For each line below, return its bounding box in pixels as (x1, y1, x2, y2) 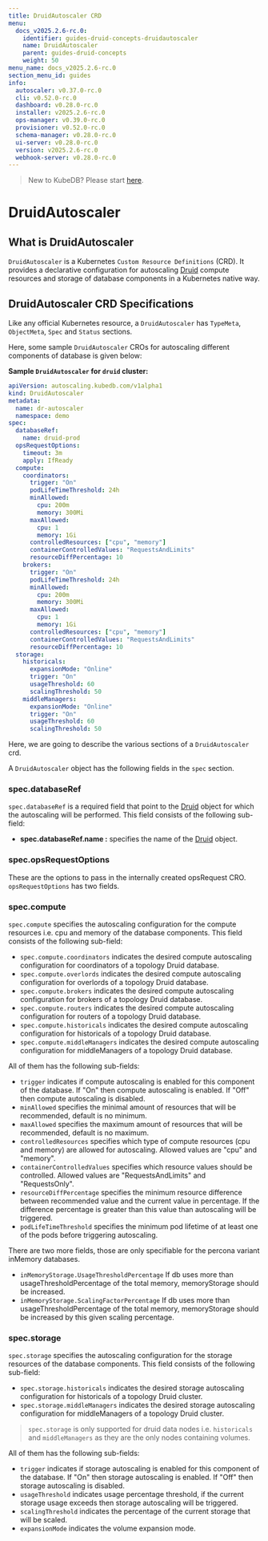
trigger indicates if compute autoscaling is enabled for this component (19, 1077, 255, 1087)
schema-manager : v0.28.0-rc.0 (15, 131, 116, 139)
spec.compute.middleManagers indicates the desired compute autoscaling (19, 1037, 259, 1047)
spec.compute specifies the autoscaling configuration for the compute (8, 919, 237, 929)
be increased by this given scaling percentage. (19, 1312, 174, 1322)
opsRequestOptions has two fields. (8, 881, 120, 890)
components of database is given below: (8, 351, 142, 361)
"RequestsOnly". (19, 1179, 74, 1189)
